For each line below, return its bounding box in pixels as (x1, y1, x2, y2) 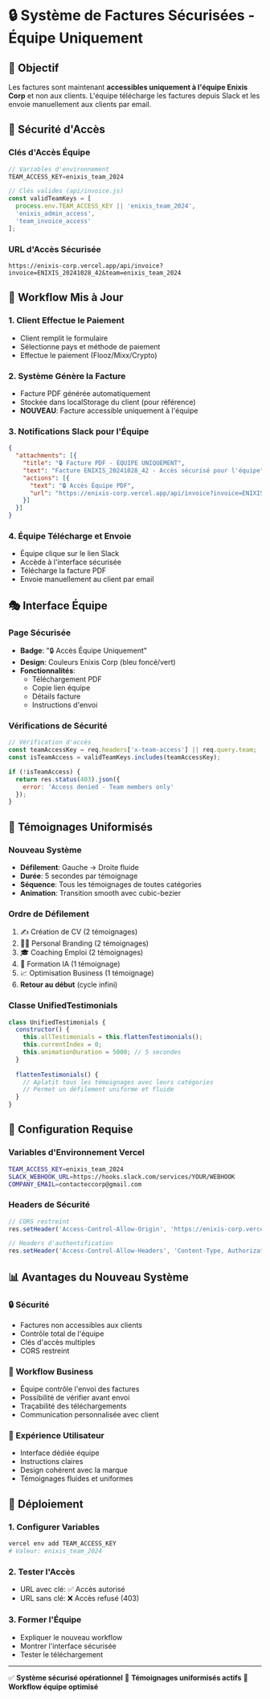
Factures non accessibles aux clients (19, 1320, 143, 1330)
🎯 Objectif (8, 61, 59, 75)
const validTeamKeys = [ (8, 195, 92, 203)
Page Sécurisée (8, 627, 71, 638)
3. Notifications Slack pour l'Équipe (8, 426, 149, 437)
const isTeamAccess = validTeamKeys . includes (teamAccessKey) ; (8, 753, 221, 761)
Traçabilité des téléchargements (19, 1401, 127, 1411)
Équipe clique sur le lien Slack (19, 549, 120, 559)
